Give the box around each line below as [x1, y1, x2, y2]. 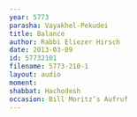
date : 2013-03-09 [9, 46, 73, 55]
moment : [9, 78, 38, 87]
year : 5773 [9, 12, 49, 22]
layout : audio [9, 70, 62, 79]
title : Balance [9, 29, 65, 38]
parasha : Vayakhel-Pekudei [9, 21, 109, 30]
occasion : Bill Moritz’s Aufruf [9, 94, 128, 104]
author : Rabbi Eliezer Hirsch [9, 37, 121, 47]
